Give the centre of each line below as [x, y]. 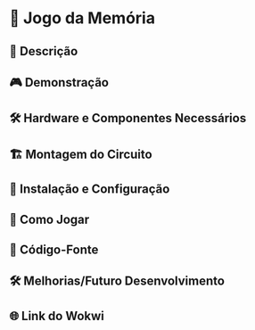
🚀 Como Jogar [49, 219]
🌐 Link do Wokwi [57, 316]
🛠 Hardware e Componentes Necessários [128, 118]
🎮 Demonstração [59, 82]
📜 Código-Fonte [54, 249]
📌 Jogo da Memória [82, 18]
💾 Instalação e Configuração [90, 190]
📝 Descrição [44, 51]
